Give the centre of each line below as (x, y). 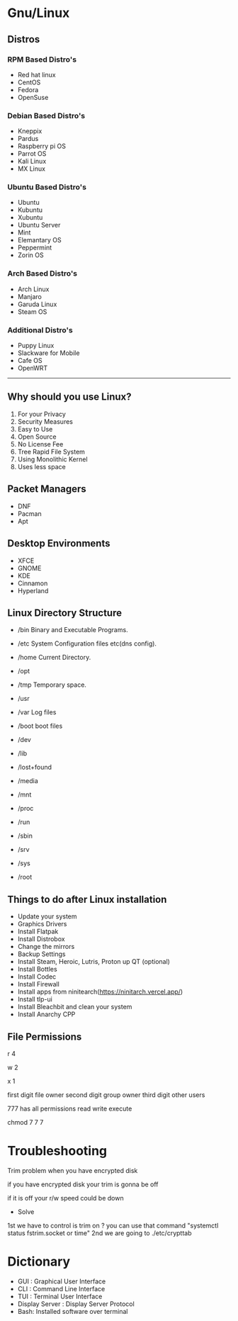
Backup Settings (41, 954)
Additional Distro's (40, 330)
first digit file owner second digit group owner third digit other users (106, 1095)
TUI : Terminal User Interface (60, 1296)
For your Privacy (41, 414)
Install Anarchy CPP (46, 1014)
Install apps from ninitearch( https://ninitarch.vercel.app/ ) (100, 992)
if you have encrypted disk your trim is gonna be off (83, 1184)
